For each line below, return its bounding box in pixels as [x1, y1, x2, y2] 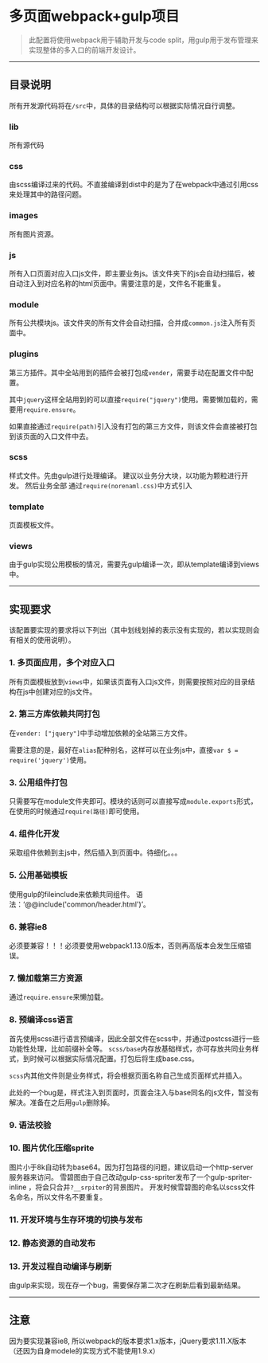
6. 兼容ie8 [9, 921, 48, 932]
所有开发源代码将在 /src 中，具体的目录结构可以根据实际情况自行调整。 [9, 100, 239, 110]
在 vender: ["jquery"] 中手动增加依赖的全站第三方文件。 [9, 728, 192, 738]
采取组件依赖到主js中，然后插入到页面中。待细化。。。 [9, 848, 182, 857]
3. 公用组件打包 [9, 777, 68, 788]
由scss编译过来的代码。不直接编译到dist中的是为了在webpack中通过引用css [9, 180, 259, 190]
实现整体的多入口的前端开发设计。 [28, 45, 141, 54]
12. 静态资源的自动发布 [9, 1237, 96, 1248]
